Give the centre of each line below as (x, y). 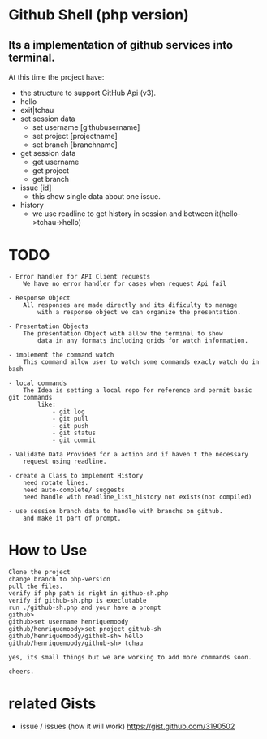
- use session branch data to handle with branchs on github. (116, 511)
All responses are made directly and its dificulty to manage (130, 305)
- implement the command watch (61, 355)
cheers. (22, 672)
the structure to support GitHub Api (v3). (88, 93)
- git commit (73, 440)
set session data (47, 119)
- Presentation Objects (49, 326)
